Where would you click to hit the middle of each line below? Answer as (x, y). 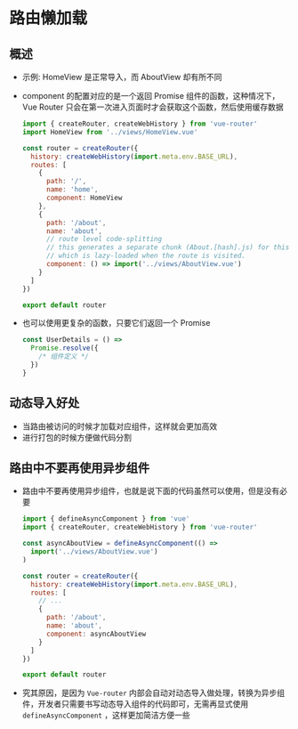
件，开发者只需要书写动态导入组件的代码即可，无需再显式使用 (135, 704)
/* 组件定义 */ (64, 357)
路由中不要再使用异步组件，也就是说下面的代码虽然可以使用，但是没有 (151, 491)
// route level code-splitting (104, 239)
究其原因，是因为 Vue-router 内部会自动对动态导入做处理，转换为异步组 (153, 693)
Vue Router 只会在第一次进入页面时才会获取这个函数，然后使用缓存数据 (153, 107)
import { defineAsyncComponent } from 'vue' (106, 519)
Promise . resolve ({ (64, 348)
